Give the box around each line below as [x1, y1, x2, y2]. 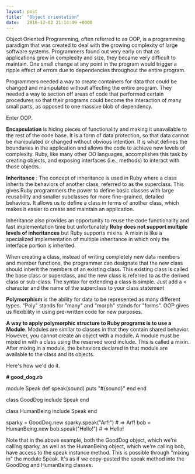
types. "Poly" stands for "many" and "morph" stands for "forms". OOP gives [6, 302, 189, 309]
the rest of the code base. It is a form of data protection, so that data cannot [6, 132, 189, 139]
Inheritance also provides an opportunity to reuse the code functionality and [6, 217, 189, 224]
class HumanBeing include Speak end [6, 408, 97, 415]
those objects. [6, 163, 41, 170]
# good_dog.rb [6, 374, 43, 381]
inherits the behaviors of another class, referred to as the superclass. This [6, 181, 184, 188]
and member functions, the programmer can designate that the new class [6, 259, 183, 267]
